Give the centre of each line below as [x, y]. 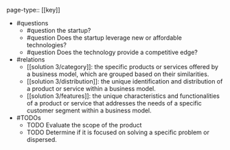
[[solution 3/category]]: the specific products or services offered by [123, 67]
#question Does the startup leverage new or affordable [104, 38]
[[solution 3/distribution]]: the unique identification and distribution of [125, 81]
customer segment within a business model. [89, 110]
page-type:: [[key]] [33, 10]
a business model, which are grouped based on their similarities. [118, 74]
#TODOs [29, 118]
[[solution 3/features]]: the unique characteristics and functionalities [123, 96]
